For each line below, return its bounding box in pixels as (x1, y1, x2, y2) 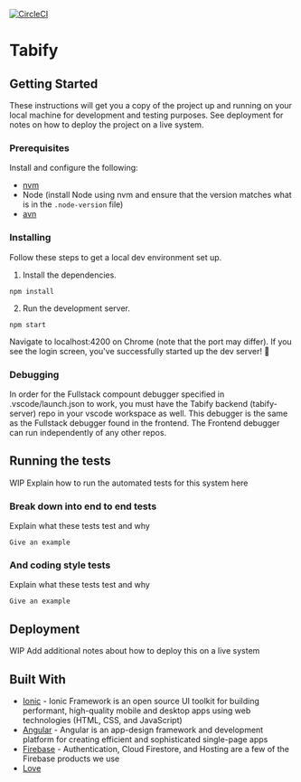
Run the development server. (22, 303, 131, 314)
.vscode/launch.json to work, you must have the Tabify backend (9, 398, 249, 409)
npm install (9, 287, 54, 296)
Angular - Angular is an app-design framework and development (22, 724, 264, 735)
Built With (9, 672, 66, 687)
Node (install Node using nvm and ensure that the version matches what (22, 190, 292, 201)
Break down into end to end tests (9, 500, 157, 513)
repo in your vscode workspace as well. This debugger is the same (38, 408, 288, 419)
